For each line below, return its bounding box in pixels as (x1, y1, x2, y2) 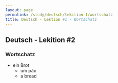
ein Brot (12, 62, 30, 68)
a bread (20, 73, 37, 79)
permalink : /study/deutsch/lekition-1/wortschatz (5, 12, 113, 17)
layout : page (5, 7, 33, 13)
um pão (20, 68, 37, 74)
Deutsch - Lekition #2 (5, 35, 76, 44)
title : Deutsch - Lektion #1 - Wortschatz (5, 17, 97, 22)
